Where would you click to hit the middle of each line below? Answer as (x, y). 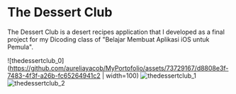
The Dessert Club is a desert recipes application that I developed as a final (116, 32)
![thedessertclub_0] (36, 60)
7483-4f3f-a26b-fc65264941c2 (54, 76)
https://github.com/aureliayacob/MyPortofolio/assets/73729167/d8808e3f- (119, 68)
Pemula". (21, 47)
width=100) (123, 76)
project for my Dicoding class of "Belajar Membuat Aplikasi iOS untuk (108, 39)
